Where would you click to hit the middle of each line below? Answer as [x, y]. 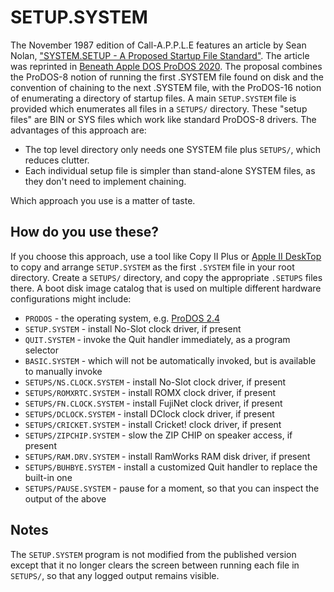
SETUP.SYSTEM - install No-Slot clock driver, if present [133, 328]
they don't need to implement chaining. [105, 181]
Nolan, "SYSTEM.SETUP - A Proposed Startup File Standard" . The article [160, 55]
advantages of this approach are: [78, 130]
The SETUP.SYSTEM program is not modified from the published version [153, 554]
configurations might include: [71, 298]
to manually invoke [63, 371]
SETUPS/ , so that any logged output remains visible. [115, 575]
